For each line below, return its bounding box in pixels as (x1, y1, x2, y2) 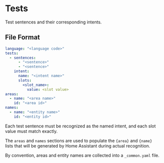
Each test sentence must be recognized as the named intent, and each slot (5, 123, 156, 129)
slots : (18, 78, 32, 83)
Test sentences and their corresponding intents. (5, 19, 102, 25)
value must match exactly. (5, 128, 58, 134)
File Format (5, 33, 40, 41)
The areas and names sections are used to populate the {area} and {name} (5, 138, 153, 143)
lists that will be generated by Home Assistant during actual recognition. (5, 143, 150, 149)
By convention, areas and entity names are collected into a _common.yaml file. (5, 152, 160, 158)
